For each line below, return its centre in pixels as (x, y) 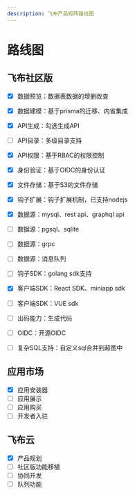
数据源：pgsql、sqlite (48, 229)
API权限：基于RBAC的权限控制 (61, 155)
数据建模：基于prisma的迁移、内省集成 (72, 111)
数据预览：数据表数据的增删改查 (63, 96)
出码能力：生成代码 (45, 318)
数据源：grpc (36, 244)
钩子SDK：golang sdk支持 (54, 274)
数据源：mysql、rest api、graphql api (71, 214)
